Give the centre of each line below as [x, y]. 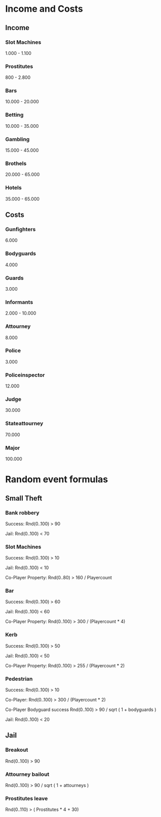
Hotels [13, 188]
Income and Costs [44, 9]
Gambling [17, 139]
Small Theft [24, 498]
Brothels [16, 163]
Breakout [17, 750]
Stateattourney [24, 424]
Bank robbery [22, 513]
